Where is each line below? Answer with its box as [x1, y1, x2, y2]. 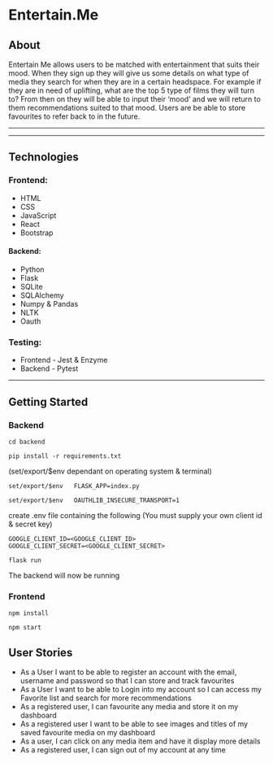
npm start [8, 624, 42, 632]
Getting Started [8, 395, 89, 408]
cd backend [8, 438, 45, 446]
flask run [8, 556, 42, 565]
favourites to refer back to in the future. [8, 111, 141, 121]
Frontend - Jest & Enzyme [19, 355, 108, 365]
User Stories [8, 645, 73, 660]
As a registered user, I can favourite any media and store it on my [19, 701, 239, 711]
